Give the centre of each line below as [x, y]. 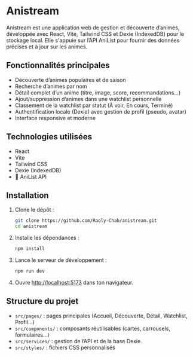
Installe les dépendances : [47, 238]
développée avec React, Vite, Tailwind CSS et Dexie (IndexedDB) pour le [95, 33]
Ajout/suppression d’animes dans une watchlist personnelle [88, 99]
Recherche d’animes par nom [51, 86]
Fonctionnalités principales [58, 65]
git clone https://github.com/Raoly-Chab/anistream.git [86, 221]
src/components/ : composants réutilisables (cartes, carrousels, [92, 328]
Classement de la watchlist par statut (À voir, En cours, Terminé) [94, 105]
